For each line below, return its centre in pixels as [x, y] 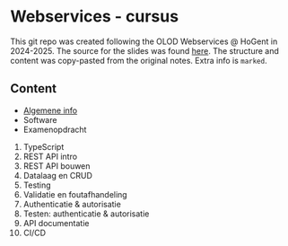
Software [40, 119]
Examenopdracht [55, 129]
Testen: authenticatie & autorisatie [86, 214]
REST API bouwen [57, 166]
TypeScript [44, 146]
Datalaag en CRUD [58, 175]
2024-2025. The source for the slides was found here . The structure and [144, 50]
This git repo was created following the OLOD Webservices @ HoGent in [144, 41]
